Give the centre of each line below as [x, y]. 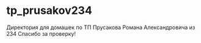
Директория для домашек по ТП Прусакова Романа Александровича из [101, 27]
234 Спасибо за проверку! [41, 33]
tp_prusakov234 [49, 11]
